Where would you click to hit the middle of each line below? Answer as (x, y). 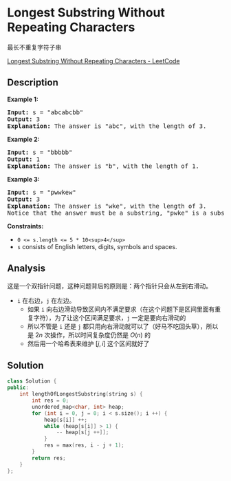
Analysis (26, 269)
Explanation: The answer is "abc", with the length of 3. (107, 126)
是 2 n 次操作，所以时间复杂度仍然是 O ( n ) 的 (89, 334)
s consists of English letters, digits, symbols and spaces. (97, 246)
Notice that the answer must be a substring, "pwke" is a (107, 213)
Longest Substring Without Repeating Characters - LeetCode (93, 61)
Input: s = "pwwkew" (42, 192)
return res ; (49, 458)
